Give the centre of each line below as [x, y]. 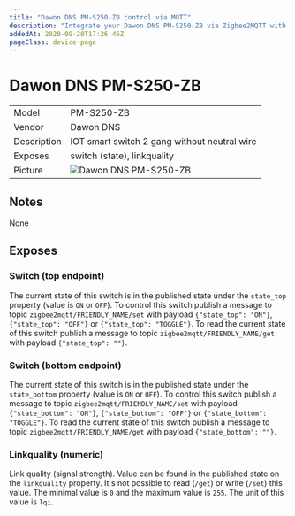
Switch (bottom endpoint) [65, 366]
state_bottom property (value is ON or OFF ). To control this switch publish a [143, 394]
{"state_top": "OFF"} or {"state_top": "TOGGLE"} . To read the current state [147, 323]
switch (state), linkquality [122, 156]
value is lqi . [31, 502]
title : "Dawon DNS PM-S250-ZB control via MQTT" [100, 17]
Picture [29, 171]
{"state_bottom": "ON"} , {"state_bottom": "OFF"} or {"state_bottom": [138, 412]
